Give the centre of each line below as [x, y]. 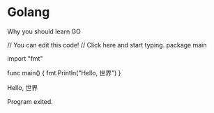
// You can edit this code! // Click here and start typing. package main [107, 45]
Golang [29, 12]
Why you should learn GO [44, 31]
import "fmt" [25, 58]
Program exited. [30, 101]
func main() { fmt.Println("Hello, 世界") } [64, 73]
